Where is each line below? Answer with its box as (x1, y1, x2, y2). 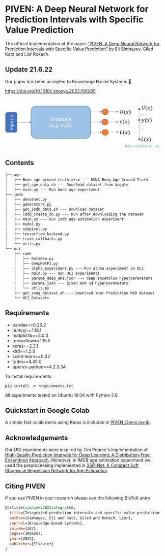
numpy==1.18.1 (12, 327, 42, 333)
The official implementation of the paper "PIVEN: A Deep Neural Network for (5, 40, 160, 46)
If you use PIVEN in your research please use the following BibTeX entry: (5, 495, 152, 501)
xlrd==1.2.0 (12, 348, 35, 354)
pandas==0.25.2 (12, 322, 46, 328)
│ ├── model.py (5, 222, 41, 227)
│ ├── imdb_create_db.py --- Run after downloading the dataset (5, 212, 144, 217)
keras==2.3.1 (12, 343, 38, 349)
